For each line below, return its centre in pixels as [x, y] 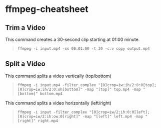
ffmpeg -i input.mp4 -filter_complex [57, 85]
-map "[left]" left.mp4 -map [113, 116]
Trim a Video [25, 28]
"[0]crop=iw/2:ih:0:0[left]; [119, 112]
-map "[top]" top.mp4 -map [113, 89]
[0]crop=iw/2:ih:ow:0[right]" [49, 116]
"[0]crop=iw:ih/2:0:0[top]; [127, 85]
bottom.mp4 [51, 94]
